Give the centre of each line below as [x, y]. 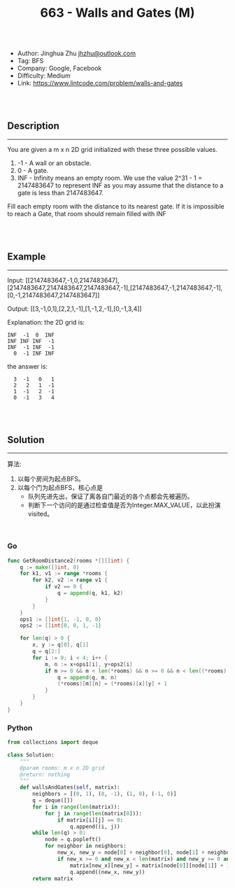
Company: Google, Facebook [59, 68]
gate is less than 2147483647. [60, 192]
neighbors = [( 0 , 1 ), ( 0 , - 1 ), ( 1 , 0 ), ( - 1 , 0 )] [105, 794]
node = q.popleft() [73, 840]
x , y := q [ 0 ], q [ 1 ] [61, 645]
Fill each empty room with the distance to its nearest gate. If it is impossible [116, 206]
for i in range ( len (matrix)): [76, 807]
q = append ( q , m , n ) [87, 677]
